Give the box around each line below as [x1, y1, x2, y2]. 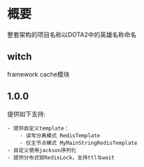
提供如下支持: [7, 110, 46, 118]
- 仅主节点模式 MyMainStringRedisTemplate [19, 139, 138, 146]
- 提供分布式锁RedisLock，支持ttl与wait [7, 154, 115, 161]
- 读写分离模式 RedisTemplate [19, 132, 100, 139]
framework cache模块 [7, 70, 70, 78]
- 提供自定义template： [7, 125, 69, 132]
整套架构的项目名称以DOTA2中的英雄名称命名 [7, 30, 137, 39]
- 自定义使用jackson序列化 [7, 146, 77, 154]
